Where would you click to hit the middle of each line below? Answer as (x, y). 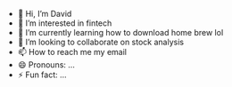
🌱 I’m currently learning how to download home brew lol (120, 32)
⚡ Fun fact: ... (42, 75)
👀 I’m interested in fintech (65, 23)
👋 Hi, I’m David (45, 14)
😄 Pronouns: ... (46, 65)
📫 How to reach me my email (72, 52)
